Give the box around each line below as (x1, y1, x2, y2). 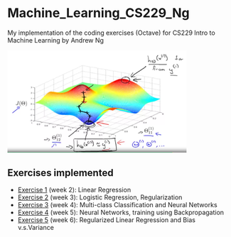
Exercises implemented (7, 167, 114, 179)
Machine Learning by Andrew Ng (7, 35, 104, 44)
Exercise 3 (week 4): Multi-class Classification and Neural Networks (17, 201, 218, 209)
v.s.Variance (17, 224, 55, 232)
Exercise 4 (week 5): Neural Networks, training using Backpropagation (17, 208, 225, 217)
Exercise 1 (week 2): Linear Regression (17, 186, 131, 194)
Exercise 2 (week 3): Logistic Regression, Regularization (17, 193, 183, 202)
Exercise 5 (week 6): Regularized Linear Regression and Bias (17, 216, 195, 224)
